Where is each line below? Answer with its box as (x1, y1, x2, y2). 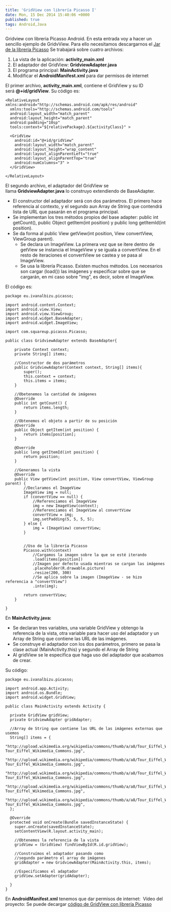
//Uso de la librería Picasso (23, 544, 88, 549)
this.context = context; (23, 374, 76, 379)
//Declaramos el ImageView (23, 486, 81, 491)
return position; (23, 454, 60, 460)
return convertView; (23, 593, 67, 598)
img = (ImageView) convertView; (32, 526, 101, 531)
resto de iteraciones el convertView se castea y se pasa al (20, 252, 142, 258)
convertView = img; (32, 512, 74, 518)
